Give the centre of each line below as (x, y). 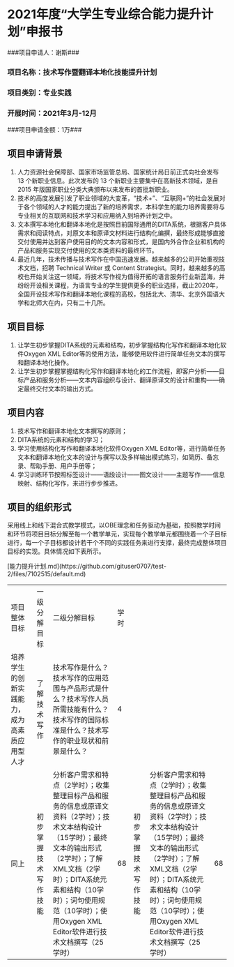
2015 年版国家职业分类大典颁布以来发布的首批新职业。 (95, 189)
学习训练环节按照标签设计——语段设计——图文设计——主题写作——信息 (121, 474)
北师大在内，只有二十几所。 (69, 302)
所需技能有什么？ (81, 710)
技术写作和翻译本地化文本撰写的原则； (72, 430)
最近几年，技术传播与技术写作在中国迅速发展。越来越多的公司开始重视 (118, 259)
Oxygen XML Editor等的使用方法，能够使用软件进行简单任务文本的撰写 (125, 354)
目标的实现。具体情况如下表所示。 (56, 551)
